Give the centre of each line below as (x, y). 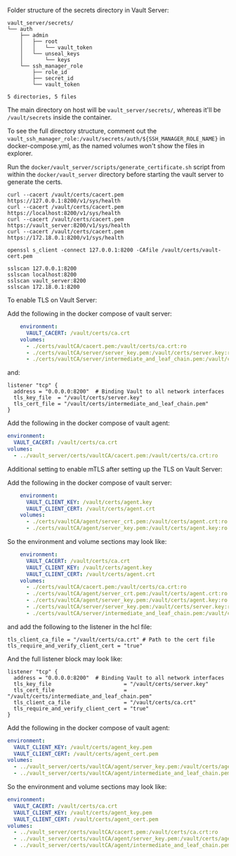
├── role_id (50, 72)
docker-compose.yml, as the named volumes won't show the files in (106, 146)
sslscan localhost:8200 (42, 275)
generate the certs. (35, 182)
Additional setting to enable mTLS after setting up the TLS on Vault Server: (115, 469)
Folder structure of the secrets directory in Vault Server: (88, 10)
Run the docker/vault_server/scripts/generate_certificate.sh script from (116, 167)
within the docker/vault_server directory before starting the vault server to (116, 174)
